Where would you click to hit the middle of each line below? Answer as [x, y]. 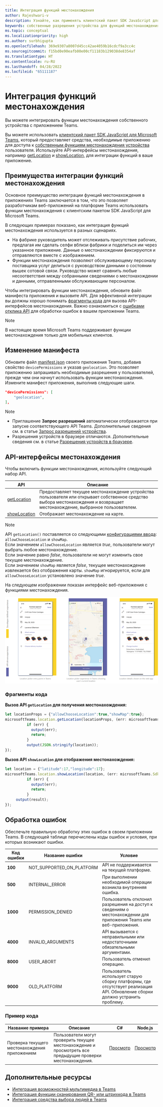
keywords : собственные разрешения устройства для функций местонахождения [82, 26]
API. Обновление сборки [128, 991]
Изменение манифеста [42, 350]
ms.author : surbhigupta [29, 41]
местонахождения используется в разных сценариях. [61, 230]
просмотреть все [71, 1050]
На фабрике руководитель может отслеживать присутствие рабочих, [84, 239]
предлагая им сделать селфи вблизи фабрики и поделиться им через [84, 245]
